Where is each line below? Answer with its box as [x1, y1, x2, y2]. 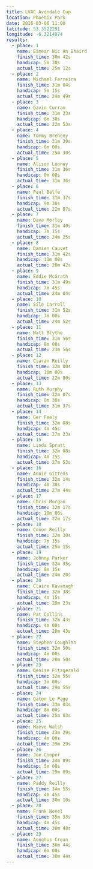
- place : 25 [11, 718, 42, 724]
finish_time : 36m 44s [17, 842, 71, 848]
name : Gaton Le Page [17, 696, 68, 702]
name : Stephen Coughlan [17, 639, 77, 646]
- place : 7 [11, 211, 39, 218]
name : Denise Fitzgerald [17, 667, 79, 674]
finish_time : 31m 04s [17, 82, 71, 88]
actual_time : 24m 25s [17, 234, 71, 240]
